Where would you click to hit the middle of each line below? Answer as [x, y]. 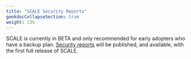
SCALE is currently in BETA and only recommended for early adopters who [95, 39]
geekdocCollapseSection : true [43, 17]
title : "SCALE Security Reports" [47, 11]
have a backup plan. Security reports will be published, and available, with [95, 45]
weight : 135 [20, 22]
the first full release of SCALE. [42, 51]
